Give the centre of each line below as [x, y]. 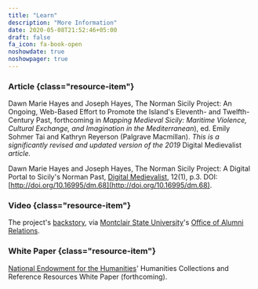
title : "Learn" [33, 15]
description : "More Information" [63, 23]
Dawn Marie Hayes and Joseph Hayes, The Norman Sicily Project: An [120, 103]
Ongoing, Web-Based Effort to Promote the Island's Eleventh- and [114, 112]
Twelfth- [236, 112]
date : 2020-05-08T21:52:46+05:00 [63, 30]
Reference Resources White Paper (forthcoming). [88, 276]
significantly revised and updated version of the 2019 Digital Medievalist [125, 145]
